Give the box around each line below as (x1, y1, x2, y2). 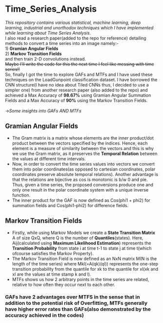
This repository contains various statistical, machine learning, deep (5, 20, 141, 25)
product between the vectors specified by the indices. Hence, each (12, 140, 148, 146)
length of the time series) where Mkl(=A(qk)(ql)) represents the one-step (12, 260, 159, 267)
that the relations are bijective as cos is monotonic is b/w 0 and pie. (12, 176, 148, 182)
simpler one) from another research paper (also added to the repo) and (5, 87, 148, 93)
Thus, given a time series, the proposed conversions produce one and (12, 182, 154, 188)
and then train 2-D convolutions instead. (5, 56, 86, 62)
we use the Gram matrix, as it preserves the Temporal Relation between (12, 151, 158, 156)
